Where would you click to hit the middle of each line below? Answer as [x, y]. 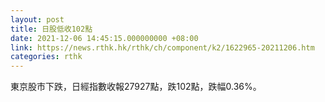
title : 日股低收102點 [51, 29]
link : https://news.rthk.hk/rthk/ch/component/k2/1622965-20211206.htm [162, 47]
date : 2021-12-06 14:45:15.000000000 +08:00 [104, 38]
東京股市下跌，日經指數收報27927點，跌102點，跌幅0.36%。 [136, 87]
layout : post [37, 19]
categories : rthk [46, 57]
